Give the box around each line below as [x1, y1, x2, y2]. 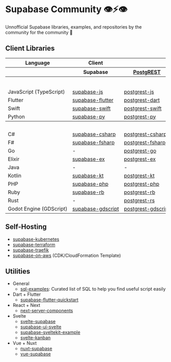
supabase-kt [72, 172, 104, 179]
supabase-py [72, 113, 105, 120]
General [12, 280, 30, 287]
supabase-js [72, 88, 103, 95]
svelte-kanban [20, 334, 51, 341]
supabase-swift [72, 105, 111, 112]
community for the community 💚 [5, 29, 73, 35]
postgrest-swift [124, 105, 162, 112]
